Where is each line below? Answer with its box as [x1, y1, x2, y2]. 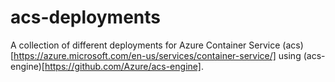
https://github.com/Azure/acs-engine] [44, 60, 202, 72]
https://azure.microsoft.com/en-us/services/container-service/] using [13, 49, 302, 61]
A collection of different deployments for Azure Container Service [10, 39, 281, 51]
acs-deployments [10, 6, 161, 29]
